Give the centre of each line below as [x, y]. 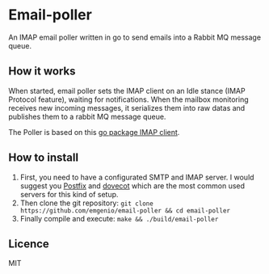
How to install [44, 158]
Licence [29, 244]
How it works [42, 72]
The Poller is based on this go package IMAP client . [94, 132]
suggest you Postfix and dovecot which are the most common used [132, 185]
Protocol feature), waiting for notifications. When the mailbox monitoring [128, 99]
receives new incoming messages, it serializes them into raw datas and [127, 107]
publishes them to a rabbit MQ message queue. [87, 116]
